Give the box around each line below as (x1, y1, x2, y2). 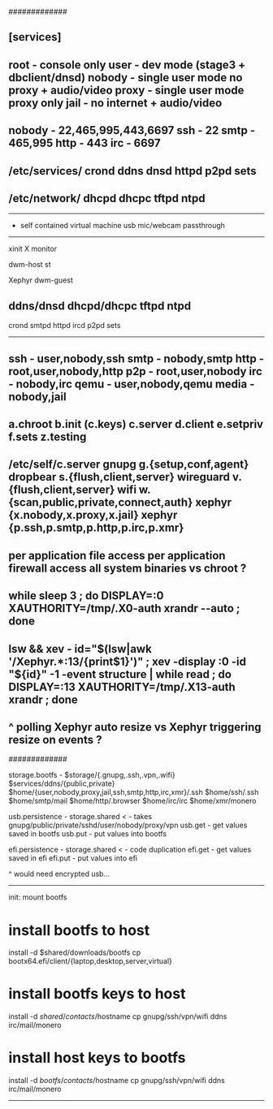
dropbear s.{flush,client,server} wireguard (8, 470, 230, 484)
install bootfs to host (8, 921, 150, 939)
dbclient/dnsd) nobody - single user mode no (8, 71, 243, 84)
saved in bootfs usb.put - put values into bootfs (8, 829, 167, 839)
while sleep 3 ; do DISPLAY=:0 (8, 589, 164, 603)
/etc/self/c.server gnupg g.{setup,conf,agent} (8, 458, 249, 472)
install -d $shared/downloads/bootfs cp (8, 947, 141, 957)
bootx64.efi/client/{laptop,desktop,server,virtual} (8, 956, 173, 966)
